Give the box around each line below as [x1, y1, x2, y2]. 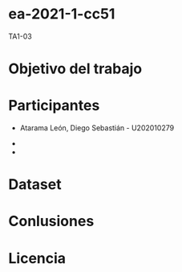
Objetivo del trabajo [8, 60, 143, 78]
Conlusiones [8, 212, 95, 230]
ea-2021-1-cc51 [8, 5, 115, 23]
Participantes [8, 97, 100, 115]
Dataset [8, 175, 62, 194]
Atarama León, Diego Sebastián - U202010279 [19, 123, 175, 133]
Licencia [8, 249, 67, 267]
